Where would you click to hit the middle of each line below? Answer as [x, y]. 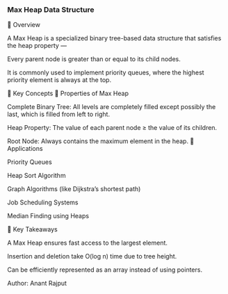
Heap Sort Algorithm [36, 176]
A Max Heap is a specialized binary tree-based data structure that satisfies [114, 38]
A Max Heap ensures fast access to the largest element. [88, 243]
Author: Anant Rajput [37, 284]
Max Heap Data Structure [51, 10]
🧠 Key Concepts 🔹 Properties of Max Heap [68, 93]
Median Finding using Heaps [48, 216]
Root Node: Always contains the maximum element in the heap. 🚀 [101, 141]
